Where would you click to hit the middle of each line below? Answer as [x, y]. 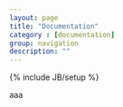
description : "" [40, 52]
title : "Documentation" [54, 26]
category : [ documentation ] [62, 34]
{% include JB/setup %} [54, 77]
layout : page [34, 18]
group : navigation [44, 43]
